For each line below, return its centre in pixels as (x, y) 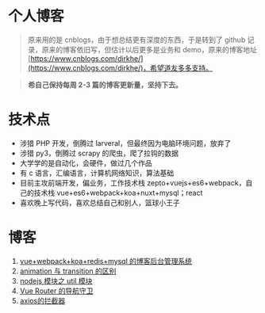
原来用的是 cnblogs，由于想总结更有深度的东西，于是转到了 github (136, 40)
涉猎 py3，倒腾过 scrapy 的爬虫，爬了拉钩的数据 (99, 153)
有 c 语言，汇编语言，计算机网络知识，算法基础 (97, 173)
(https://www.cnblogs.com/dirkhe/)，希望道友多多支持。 (120, 67)
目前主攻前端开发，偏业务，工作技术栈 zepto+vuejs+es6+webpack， (132, 182)
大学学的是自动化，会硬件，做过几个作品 (86, 162)
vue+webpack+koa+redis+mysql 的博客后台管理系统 (106, 261)
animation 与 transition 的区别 (68, 271)
